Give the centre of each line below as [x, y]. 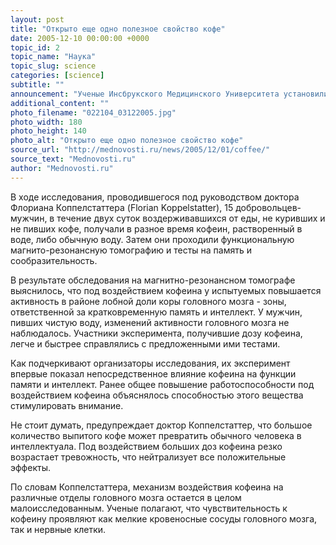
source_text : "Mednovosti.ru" [73, 159]
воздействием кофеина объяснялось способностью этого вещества [157, 395]
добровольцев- [268, 207]
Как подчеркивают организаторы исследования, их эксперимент [150, 363]
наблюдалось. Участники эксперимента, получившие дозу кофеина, [156, 333]
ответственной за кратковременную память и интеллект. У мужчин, [156, 312]
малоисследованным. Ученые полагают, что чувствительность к [149, 508]
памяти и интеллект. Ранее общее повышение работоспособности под [162, 384]
